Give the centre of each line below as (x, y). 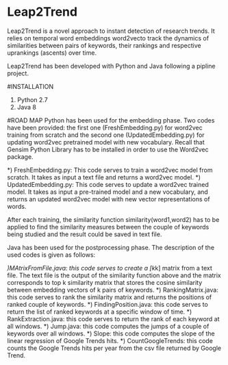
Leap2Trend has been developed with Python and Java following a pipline (111, 66)
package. (20, 156)
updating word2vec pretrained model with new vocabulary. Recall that (106, 142)
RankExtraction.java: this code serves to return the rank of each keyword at (114, 318)
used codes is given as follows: (51, 255)
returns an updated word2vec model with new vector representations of (109, 199)
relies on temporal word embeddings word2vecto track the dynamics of (108, 38)
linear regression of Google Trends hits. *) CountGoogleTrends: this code (110, 340)
